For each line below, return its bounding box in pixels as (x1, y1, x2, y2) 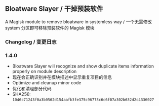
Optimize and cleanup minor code (12, 80, 81, 86)
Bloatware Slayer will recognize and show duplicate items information (12, 63, 154, 69)
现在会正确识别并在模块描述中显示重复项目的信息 (12, 74, 112, 80)
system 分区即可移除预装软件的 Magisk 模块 (5, 25, 95, 31)
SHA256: (12, 91, 31, 97)
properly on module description (12, 69, 77, 74)
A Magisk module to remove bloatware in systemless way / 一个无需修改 (5, 19, 152, 25)
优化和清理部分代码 (12, 86, 52, 92)
